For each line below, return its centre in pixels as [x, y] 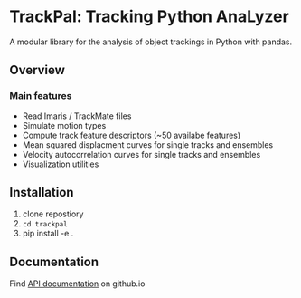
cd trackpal [45, 225]
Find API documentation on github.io [77, 284]
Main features [41, 96]
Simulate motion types [64, 125]
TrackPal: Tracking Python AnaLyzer [149, 17]
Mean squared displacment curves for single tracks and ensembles [148, 144]
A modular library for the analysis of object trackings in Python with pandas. [151, 42]
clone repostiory [53, 214]
